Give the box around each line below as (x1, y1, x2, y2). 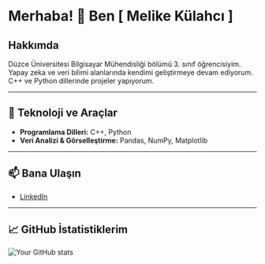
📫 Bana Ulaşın (8, 167, 81, 180)
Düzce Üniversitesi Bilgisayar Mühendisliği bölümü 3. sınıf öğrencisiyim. (8, 59, 241, 69)
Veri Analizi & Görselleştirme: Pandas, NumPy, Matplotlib (19, 136, 208, 145)
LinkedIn (19, 191, 48, 201)
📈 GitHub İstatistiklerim (8, 223, 129, 236)
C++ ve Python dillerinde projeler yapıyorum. (8, 76, 155, 85)
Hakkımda (8, 39, 59, 52)
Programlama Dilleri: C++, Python (19, 127, 132, 136)
